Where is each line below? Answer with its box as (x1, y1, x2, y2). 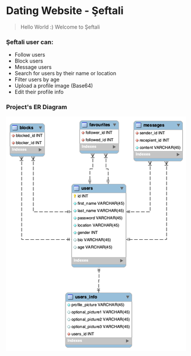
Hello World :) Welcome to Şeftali (20, 23, 100, 30)
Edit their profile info (14, 89, 64, 96)
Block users (14, 57, 43, 65)
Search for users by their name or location (14, 70, 117, 77)
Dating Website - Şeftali (6, 4, 124, 18)
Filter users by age (14, 76, 60, 83)
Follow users (14, 51, 46, 58)
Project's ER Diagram (6, 103, 67, 111)
